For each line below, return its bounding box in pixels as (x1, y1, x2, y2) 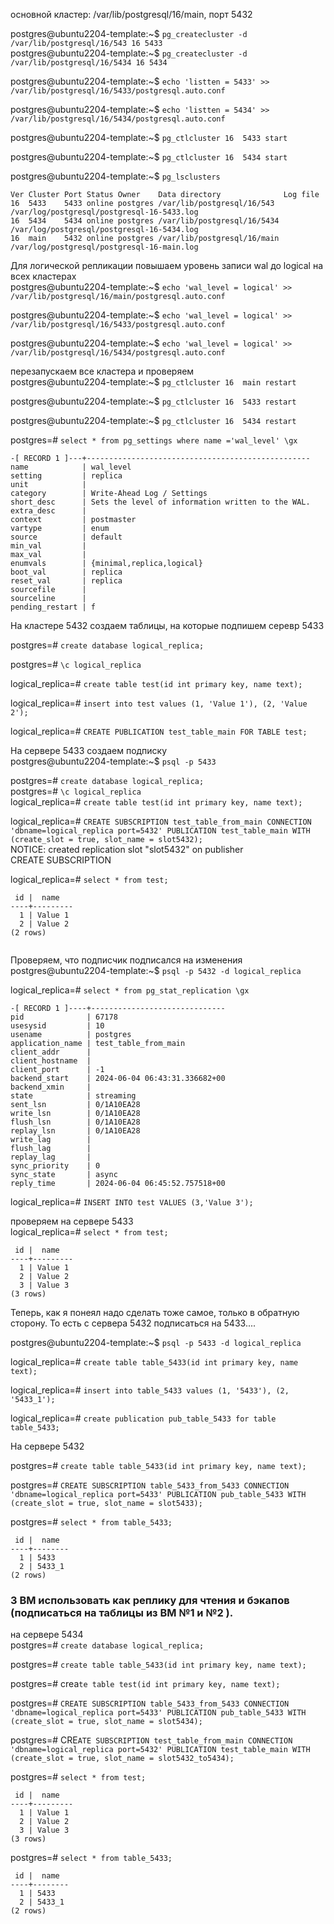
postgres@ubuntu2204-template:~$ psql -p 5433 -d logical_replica (10, 1337, 302, 1348)
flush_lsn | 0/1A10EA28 (10, 1117, 141, 1127)
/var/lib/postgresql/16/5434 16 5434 (10, 58, 168, 68)
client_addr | (10, 1047, 92, 1057)
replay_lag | (10, 1152, 92, 1162)
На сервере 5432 (10, 1440, 85, 1452)
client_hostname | (10, 1056, 92, 1066)
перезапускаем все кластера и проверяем (10, 365, 195, 377)
